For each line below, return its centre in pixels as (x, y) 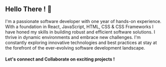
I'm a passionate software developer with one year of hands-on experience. (83, 21)
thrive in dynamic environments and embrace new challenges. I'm (73, 37)
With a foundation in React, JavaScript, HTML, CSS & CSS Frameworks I (79, 26)
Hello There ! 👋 (28, 9)
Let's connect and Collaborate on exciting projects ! (60, 59)
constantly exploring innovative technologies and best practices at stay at (81, 42)
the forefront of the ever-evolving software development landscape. (75, 47)
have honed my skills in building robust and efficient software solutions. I (80, 32)
